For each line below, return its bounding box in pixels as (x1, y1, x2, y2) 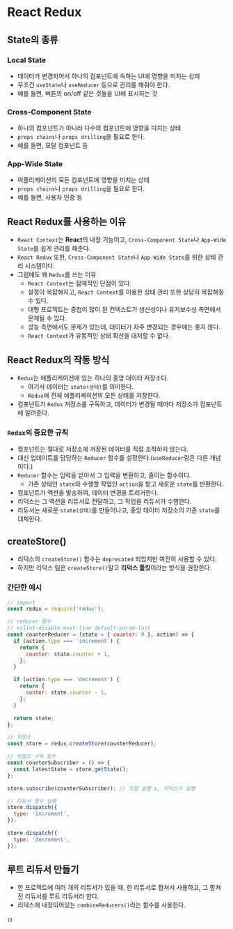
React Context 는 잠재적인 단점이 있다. (27, 279, 132, 288)
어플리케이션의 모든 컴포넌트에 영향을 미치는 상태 (17, 176, 150, 184)
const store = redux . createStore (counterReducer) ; (7, 741, 157, 748)
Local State (7, 55, 47, 65)
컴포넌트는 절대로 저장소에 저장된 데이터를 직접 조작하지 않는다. (17, 445, 189, 454)
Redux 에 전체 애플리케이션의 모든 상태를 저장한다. (27, 392, 161, 400)
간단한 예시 (7, 583, 42, 593)
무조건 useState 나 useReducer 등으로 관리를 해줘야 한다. (17, 80, 170, 89)
